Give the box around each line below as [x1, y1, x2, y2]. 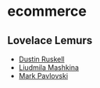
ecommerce [7, 2, 87, 20]
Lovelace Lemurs [7, 34, 93, 47]
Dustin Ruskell [18, 54, 65, 64]
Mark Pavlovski [18, 71, 68, 80]
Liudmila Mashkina [18, 63, 80, 72]
